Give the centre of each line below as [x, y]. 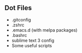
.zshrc [18, 25]
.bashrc [19, 35]
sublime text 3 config [33, 40]
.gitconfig [21, 19]
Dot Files [18, 8]
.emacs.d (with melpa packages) [44, 30]
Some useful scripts [32, 45]
